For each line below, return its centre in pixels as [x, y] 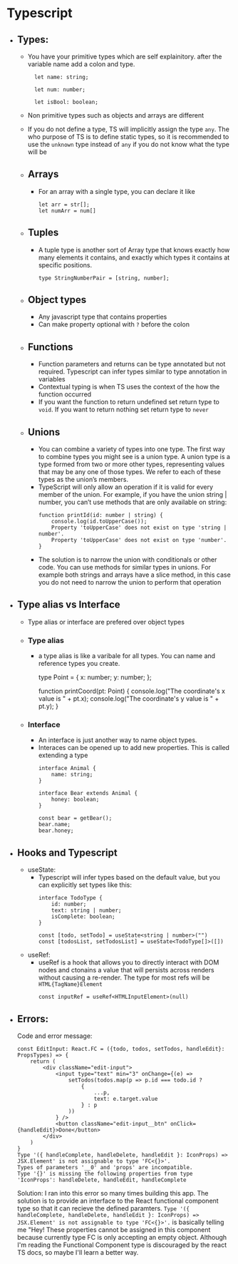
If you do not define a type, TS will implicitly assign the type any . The [128, 129]
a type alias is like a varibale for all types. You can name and [126, 656]
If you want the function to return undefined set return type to [129, 402]
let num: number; [60, 90]
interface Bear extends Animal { [88, 793]
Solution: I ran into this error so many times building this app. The [113, 1193]
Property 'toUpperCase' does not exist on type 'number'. [139, 540]
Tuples [43, 233]
